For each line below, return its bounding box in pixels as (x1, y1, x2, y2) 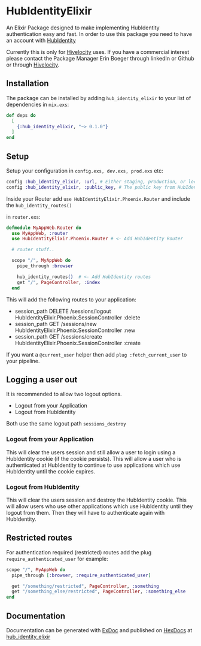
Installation (6, 79, 49, 89)
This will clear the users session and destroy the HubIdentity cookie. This (6, 496, 187, 503)
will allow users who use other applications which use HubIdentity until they (6, 502, 193, 510)
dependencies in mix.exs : (6, 101, 69, 108)
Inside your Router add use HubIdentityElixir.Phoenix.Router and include (6, 195, 190, 202)
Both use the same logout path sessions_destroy (6, 420, 127, 427)
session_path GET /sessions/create (14, 333, 102, 340)
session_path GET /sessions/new (14, 320, 97, 327)
